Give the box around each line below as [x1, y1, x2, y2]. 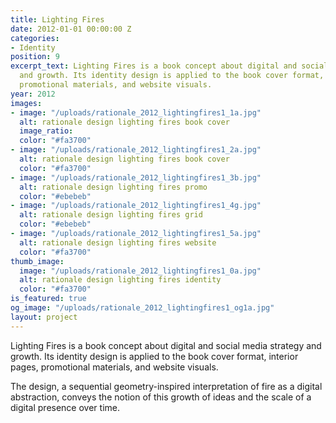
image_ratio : [19, 126, 74, 136]
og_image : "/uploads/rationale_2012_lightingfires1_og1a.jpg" [10, 303, 275, 313]
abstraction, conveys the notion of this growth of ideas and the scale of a [10, 391, 312, 403]
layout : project [10, 312, 78, 322]
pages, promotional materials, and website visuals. [10, 361, 219, 373]
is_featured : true [10, 294, 87, 304]
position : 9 [10, 52, 60, 62]
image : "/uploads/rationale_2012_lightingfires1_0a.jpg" [19, 266, 262, 276]
